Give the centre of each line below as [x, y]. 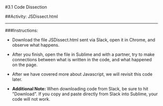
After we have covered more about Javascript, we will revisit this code [82, 74]
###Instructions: [22, 30]
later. [17, 79]
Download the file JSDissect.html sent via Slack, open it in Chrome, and [83, 40]
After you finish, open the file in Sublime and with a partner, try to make [83, 54]
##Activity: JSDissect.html [32, 16]
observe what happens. [36, 45]
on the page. [25, 65]
